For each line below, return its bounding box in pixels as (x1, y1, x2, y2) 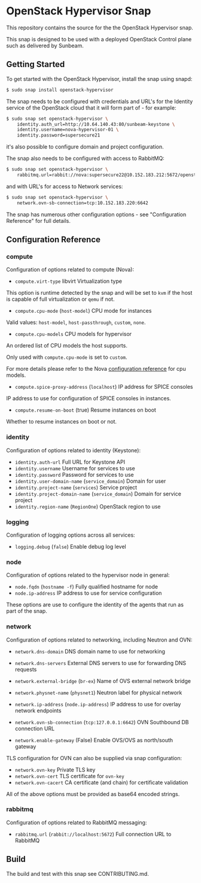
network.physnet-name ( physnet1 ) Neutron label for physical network (14, 689, 182, 696)
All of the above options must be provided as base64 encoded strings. (6, 790, 180, 797)
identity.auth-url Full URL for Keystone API (14, 458, 126, 465)
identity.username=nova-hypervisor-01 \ (17, 127, 119, 133)
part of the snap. (6, 607, 48, 615)
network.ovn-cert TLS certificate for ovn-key (14, 772, 124, 779)
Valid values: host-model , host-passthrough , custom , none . (6, 319, 146, 326)
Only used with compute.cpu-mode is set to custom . (6, 353, 127, 361)
